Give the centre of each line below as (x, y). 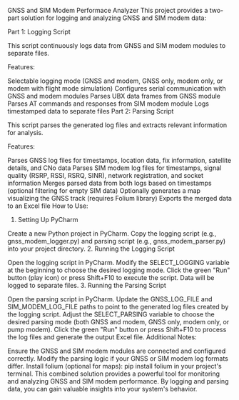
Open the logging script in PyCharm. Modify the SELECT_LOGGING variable (118, 262)
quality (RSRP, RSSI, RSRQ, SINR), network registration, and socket (106, 175)
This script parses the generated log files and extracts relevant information (117, 125)
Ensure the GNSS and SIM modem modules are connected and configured (117, 351)
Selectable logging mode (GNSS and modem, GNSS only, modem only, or (115, 81)
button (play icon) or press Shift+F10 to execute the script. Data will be (111, 277)
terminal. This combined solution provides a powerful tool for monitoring (113, 374)
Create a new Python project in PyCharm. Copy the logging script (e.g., (112, 234)
